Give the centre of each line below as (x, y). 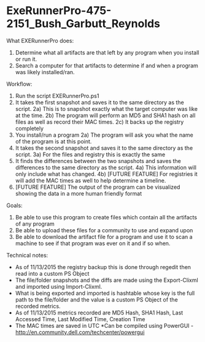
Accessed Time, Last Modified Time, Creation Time (80, 319)
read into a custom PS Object (52, 273)
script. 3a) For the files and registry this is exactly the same (90, 154)
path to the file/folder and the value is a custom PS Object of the (96, 299)
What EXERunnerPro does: (40, 40)
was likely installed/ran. (45, 72)
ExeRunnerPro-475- (59, 11)
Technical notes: (27, 255)
